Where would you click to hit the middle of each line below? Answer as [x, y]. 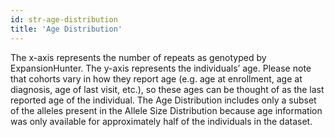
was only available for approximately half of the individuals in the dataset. [161, 121]
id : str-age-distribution [64, 19]
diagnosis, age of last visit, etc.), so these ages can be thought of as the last [167, 89]
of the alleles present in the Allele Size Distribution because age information [166, 110]
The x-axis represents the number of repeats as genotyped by [138, 57]
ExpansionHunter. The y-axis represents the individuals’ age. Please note [161, 68]
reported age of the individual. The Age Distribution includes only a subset [163, 100]
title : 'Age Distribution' [66, 29]
